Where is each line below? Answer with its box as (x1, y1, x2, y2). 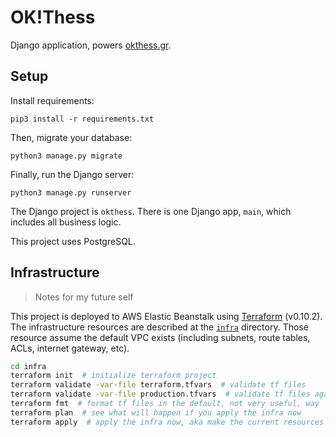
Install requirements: (10, 94, 95, 106)
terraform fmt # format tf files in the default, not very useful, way (10, 399, 320, 409)
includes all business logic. (10, 216, 122, 228)
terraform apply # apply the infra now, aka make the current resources (10, 417, 325, 427)
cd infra (10, 361, 47, 371)
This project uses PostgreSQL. (10, 235, 136, 247)
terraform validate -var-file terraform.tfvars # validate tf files (10, 380, 307, 390)
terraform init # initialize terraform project (10, 371, 217, 381)
